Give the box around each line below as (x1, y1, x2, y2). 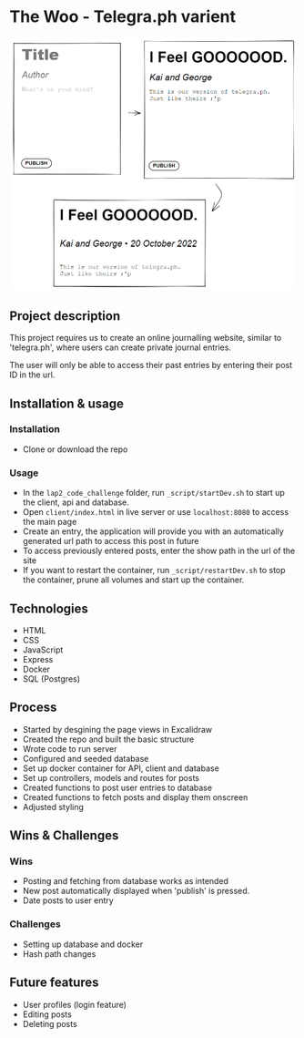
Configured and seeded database (22, 753, 149, 764)
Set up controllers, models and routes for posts (22, 772, 200, 783)
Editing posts (22, 1009, 73, 1020)
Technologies (9, 601, 89, 616)
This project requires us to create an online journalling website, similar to (9, 333, 282, 344)
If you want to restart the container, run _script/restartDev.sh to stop (22, 565, 286, 576)
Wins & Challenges (9, 827, 119, 844)
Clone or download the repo (22, 444, 128, 455)
